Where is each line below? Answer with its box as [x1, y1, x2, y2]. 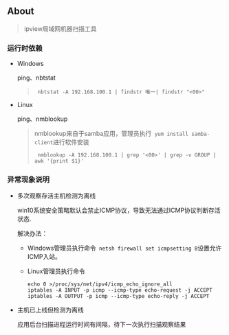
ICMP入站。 [27, 253, 62, 261]
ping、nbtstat [17, 73, 56, 82]
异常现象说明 [7, 175, 50, 185]
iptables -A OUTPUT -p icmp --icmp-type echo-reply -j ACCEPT [27, 293, 210, 300]
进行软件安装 [52, 138, 89, 146]
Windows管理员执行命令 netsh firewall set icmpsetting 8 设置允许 [27, 244, 222, 253]
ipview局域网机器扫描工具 [23, 24, 98, 33]
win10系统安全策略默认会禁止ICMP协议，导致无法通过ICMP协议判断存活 [17, 206, 221, 215]
